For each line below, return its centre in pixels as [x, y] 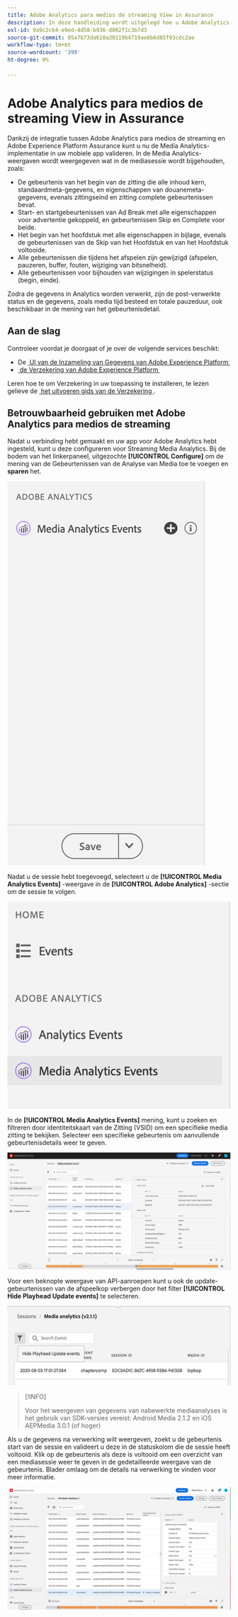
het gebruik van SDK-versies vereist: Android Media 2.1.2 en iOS [118, 1418]
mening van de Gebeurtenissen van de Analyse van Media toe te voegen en [118, 464]
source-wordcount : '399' [44, 53]
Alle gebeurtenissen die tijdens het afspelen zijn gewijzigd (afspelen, [118, 257]
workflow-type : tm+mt [39, 45]
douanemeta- [185, 189]
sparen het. [24, 471]
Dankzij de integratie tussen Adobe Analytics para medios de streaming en [116, 138]
